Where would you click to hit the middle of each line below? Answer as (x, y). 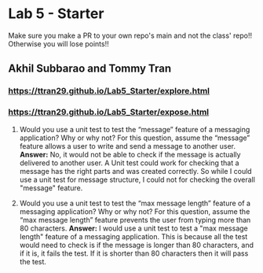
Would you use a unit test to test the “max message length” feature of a (135, 203)
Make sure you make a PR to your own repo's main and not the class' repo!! (130, 35)
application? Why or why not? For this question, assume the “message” (135, 138)
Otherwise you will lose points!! (59, 43)
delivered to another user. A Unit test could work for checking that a (129, 163)
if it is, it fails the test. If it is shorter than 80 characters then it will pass (134, 253)
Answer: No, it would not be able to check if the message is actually (130, 154)
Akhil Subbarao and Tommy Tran (89, 69)
